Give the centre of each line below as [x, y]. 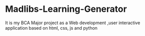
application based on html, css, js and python [51, 28]
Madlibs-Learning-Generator [66, 9]
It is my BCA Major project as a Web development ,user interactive [73, 23]
